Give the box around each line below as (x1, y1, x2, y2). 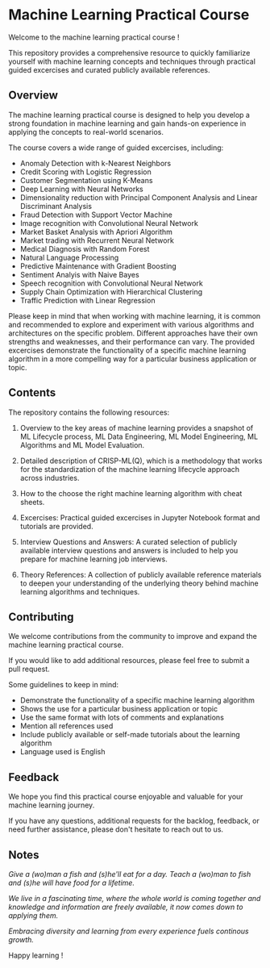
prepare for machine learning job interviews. (19, 554, 168, 564)
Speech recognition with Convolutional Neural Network (19, 278, 203, 288)
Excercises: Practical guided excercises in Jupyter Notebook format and (19, 512, 260, 522)
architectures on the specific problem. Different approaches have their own (8, 328, 258, 338)
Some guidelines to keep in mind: (8, 680, 119, 690)
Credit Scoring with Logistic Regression (19, 167, 152, 177)
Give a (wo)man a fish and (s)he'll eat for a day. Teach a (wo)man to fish (8, 870, 251, 878)
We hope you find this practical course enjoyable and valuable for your (8, 792, 243, 802)
